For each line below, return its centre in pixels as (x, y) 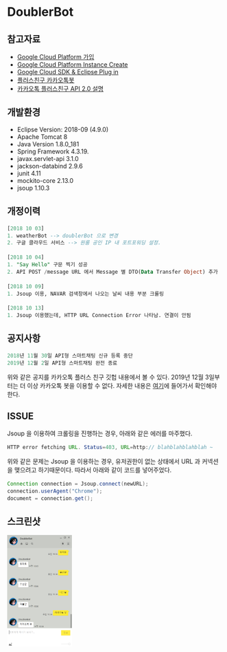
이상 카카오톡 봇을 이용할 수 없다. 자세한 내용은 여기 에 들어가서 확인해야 (122, 385)
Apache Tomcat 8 (42, 137)
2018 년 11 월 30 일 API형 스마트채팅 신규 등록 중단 (70, 356)
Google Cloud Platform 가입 (56, 57)
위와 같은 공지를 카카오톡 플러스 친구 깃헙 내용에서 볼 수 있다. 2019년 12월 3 (108, 377)
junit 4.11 (29, 173)
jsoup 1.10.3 (33, 188)
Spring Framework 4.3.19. (53, 151)
